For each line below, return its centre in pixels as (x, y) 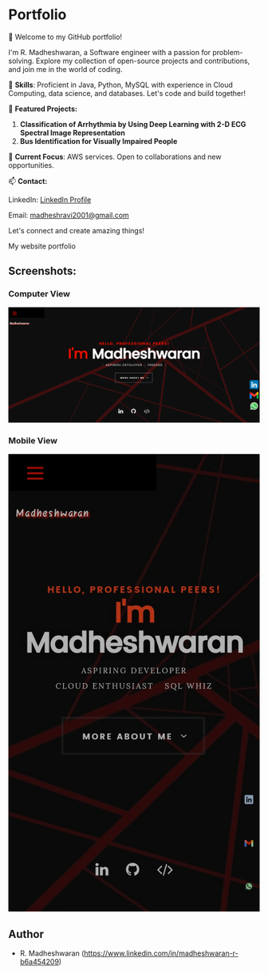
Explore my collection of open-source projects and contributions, (143, 61)
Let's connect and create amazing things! (77, 230)
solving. (21, 61)
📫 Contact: (28, 181)
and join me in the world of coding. (65, 69)
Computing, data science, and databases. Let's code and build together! (127, 93)
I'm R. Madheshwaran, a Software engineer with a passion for (110, 52)
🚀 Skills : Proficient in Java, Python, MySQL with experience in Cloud (121, 85)
